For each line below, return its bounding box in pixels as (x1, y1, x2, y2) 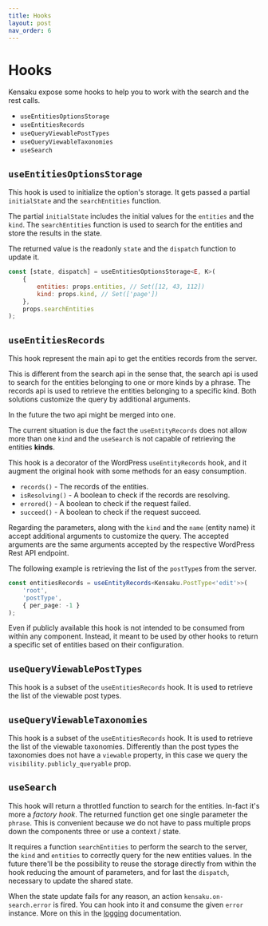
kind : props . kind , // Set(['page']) (37, 290, 159, 298)
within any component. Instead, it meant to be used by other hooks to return (8, 631, 258, 641)
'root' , (22, 586, 48, 595)
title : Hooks (8, 11, 52, 20)
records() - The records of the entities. (19, 482, 149, 492)
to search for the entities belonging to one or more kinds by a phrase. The (8, 378, 251, 387)
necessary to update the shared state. (8, 876, 133, 885)
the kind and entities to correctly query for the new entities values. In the (8, 850, 253, 860)
